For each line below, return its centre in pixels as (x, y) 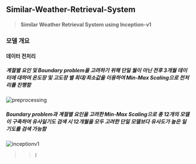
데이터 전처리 (21, 56)
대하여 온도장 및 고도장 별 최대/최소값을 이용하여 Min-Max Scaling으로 (97, 78)
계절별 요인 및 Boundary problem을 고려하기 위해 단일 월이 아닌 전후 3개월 (91, 70)
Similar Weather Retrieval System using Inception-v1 (86, 24)
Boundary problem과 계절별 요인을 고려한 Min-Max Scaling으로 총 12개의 (92, 114)
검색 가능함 (34, 129)
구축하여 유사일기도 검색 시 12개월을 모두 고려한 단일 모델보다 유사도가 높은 (96, 122)
